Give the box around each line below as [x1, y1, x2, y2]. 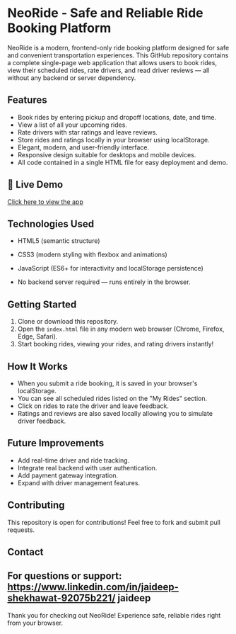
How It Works [7, 360, 69, 373]
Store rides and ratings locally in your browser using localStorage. [17, 135, 210, 144]
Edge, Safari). [17, 332, 58, 341]
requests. [7, 526, 35, 534]
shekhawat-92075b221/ [7, 592, 116, 604]
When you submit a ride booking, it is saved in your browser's [17, 379, 198, 387]
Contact [7, 546, 44, 558]
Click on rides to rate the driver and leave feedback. [17, 402, 170, 410]
